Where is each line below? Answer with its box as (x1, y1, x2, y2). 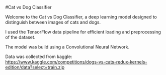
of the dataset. (5, 34, 36, 40)
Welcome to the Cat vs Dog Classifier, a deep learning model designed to (5, 14, 157, 19)
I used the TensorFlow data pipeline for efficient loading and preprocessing (5, 29, 161, 34)
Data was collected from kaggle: (5, 53, 72, 59)
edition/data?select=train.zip (5, 64, 64, 70)
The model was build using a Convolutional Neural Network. (5, 44, 130, 49)
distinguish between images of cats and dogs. (5, 19, 101, 25)
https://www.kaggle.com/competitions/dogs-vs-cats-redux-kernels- (5, 59, 147, 64)
